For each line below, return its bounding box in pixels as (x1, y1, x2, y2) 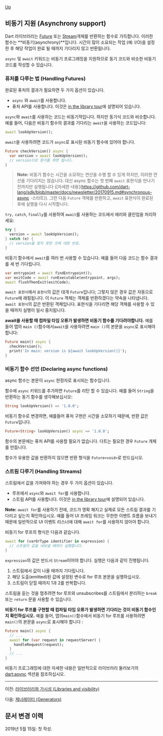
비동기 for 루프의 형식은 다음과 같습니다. (5, 529, 81, 535)
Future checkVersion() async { (5, 148, 68, 154)
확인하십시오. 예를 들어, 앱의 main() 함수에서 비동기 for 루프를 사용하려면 (10, 612, 146, 618)
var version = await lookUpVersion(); (9, 153, 88, 158)
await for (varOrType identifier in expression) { (5, 539, 110, 544)
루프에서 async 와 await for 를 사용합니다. (12, 490, 91, 496)
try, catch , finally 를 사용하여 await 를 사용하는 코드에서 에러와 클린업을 (5, 212, 144, 217)
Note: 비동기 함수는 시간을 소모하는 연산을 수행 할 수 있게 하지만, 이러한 (16, 172, 153, 178)
